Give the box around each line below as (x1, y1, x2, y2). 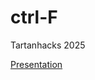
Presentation (10, 58, 63, 70)
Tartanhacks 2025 (10, 39, 86, 51)
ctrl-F (10, 6, 58, 29)
